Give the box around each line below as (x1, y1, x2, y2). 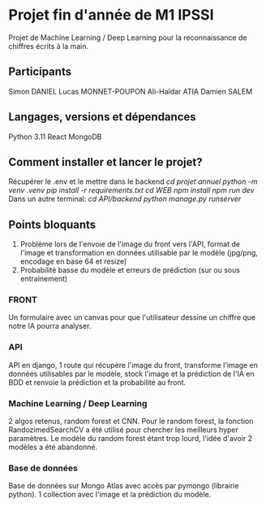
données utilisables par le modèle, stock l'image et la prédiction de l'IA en (8, 369, 255, 378)
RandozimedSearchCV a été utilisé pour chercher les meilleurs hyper (8, 425, 239, 435)
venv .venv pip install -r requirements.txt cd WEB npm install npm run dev (8, 186, 255, 195)
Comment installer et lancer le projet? (8, 155, 203, 168)
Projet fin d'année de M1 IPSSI (8, 6, 214, 24)
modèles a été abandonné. (8, 442, 98, 452)
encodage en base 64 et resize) (19, 256, 127, 266)
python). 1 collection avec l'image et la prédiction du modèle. (8, 490, 212, 500)
